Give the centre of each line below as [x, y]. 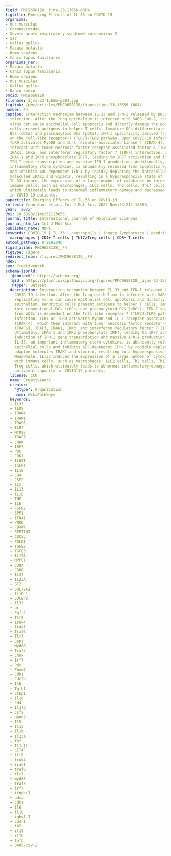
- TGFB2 [18, 546]
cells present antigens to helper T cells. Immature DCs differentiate [88, 129]
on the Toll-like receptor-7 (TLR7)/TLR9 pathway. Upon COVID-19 [81, 138]
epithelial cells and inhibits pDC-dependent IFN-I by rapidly [83, 347]
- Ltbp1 [18, 693]
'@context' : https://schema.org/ [45, 276]
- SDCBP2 [19, 598]
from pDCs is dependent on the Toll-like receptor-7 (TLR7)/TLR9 [85, 314]
